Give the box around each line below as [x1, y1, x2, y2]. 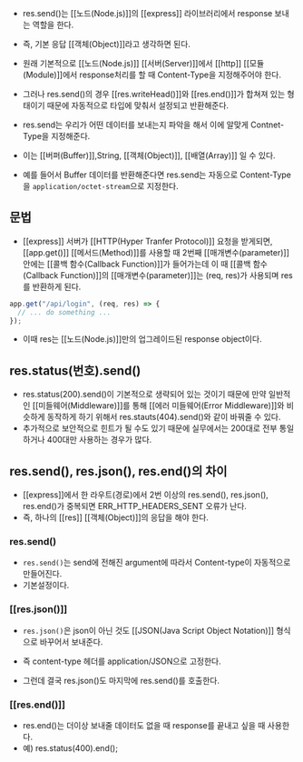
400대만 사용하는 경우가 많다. [46, 435, 152, 446]
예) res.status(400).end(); [22, 742, 118, 753]
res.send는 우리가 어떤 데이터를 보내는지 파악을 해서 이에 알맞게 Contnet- [22, 119, 285, 130]
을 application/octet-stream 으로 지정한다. [22, 181, 179, 191]
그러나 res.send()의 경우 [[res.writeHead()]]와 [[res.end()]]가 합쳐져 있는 [22, 89, 286, 99]
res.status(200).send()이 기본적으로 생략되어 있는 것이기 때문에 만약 [22, 389, 267, 400]
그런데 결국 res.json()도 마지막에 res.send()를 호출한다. [22, 675, 220, 686]
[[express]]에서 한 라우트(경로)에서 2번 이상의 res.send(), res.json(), [22, 489, 269, 500]
